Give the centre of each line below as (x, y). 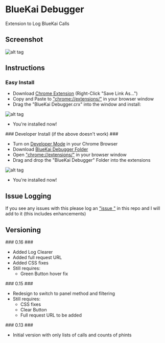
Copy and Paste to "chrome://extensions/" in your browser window (83, 99)
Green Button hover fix (44, 274)
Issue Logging (28, 196)
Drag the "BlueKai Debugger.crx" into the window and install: (77, 104)
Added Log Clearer (33, 252)
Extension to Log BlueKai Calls (38, 23)
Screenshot (24, 40)
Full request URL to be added (51, 315)
